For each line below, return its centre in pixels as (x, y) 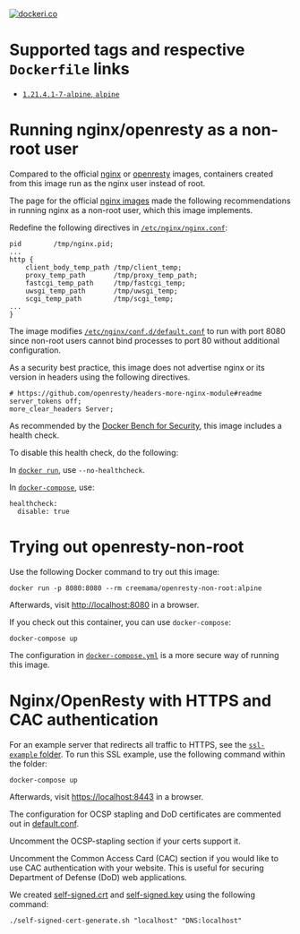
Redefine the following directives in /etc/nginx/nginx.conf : (119, 227)
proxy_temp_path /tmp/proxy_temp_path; (112, 275)
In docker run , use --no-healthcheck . (77, 469)
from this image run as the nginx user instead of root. (107, 183)
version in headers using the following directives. (100, 377)
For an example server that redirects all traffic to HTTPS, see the (128, 744)
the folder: (28, 763)
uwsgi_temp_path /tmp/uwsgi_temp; (102, 291)
